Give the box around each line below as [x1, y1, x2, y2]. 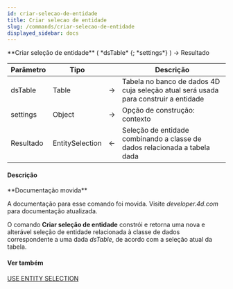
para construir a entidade [122, 94, 205, 104]
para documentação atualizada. [7, 207, 98, 215]
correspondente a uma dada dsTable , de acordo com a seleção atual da [7, 236, 213, 244]
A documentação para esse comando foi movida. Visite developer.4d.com [7, 199, 218, 208]
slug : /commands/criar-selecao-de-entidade [7, 23, 135, 30]
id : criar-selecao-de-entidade [7, 10, 98, 17]
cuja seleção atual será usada [122, 85, 219, 95]
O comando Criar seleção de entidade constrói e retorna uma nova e [7, 220, 206, 229]
